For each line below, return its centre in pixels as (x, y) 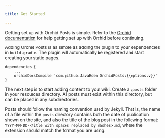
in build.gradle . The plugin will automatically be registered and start (75, 52)
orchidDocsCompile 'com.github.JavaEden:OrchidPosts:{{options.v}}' (86, 75)
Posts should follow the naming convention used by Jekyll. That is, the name (83, 109)
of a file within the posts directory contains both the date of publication (77, 114)
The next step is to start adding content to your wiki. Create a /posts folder (81, 89)
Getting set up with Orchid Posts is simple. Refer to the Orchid (68, 32)
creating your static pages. (32, 58)
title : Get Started (25, 14)
